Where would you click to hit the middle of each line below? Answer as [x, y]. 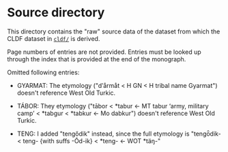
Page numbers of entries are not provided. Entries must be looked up [104, 52]
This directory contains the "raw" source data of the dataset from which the [114, 31]
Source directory [56, 13]
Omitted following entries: [43, 72]
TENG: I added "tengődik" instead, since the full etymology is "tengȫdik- [119, 134]
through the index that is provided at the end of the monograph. [97, 59]
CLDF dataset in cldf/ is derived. [54, 38]
